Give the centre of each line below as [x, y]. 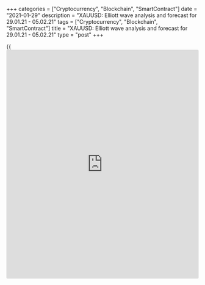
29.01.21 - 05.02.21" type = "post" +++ [55, 35]
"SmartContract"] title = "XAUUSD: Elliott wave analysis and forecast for [97, 28]
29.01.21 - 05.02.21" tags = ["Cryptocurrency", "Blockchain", [82, 22]
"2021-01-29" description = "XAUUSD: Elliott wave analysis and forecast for [102, 15]
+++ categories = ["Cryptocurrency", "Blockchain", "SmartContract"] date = [102, 9]
